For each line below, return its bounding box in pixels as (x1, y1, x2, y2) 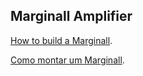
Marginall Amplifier (10, 8, 133, 25)
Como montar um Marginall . (10, 54, 125, 66)
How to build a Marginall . (10, 34, 113, 46)
